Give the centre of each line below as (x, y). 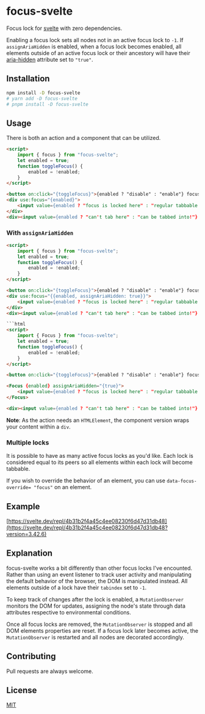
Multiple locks (28, 443)
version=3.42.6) (27, 534)
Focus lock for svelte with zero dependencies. (64, 28)
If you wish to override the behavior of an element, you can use (86, 480)
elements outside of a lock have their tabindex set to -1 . (77, 587)
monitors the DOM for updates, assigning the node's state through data (96, 606)
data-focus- (182, 481)
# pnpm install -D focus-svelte (47, 104)
